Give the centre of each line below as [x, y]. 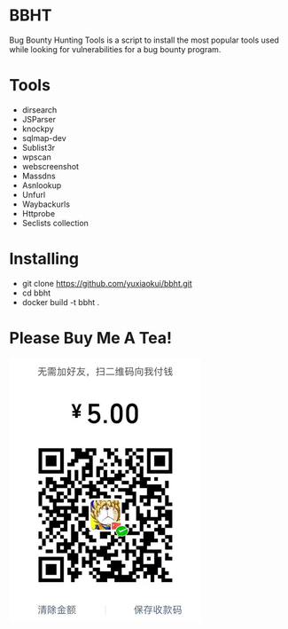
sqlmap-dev [44, 138]
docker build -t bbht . [61, 302]
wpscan [36, 157]
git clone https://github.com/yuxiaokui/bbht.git [107, 283]
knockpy [38, 129]
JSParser [39, 119]
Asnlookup [42, 185]
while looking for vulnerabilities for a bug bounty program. [115, 49]
